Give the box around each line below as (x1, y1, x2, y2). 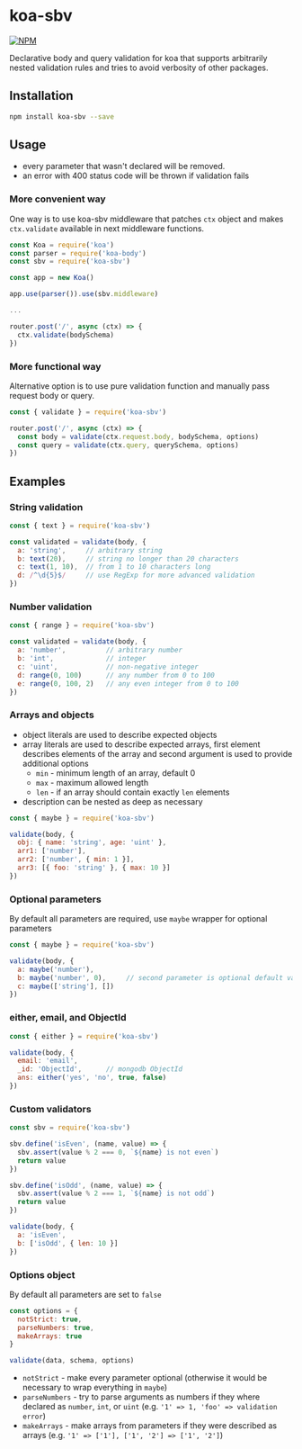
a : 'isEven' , (17, 1230, 67, 1239)
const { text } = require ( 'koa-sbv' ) (9, 521, 151, 530)
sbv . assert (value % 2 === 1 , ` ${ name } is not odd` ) (17, 1189, 216, 1198)
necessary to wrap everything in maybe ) (22, 1382, 168, 1393)
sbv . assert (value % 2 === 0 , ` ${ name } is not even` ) (17, 1147, 219, 1156)
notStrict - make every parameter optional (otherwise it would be (22, 1372, 268, 1383)
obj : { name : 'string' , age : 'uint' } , (17, 838, 167, 847)
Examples (9, 473, 66, 489)
